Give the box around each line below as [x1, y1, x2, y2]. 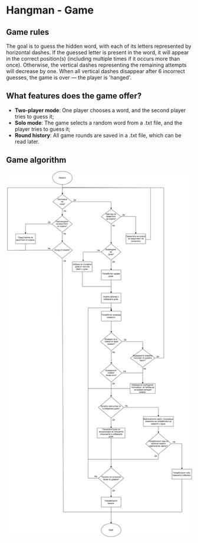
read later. [14, 138, 39, 145]
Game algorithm [6, 155, 67, 165]
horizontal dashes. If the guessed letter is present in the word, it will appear [6, 49, 189, 56]
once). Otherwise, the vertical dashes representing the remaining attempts [6, 61, 187, 68]
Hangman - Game [6, 4, 94, 17]
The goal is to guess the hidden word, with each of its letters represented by [6, 42, 192, 50]
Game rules [6, 27, 49, 37]
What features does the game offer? [6, 91, 142, 101]
